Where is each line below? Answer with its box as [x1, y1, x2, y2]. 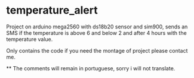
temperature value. [6, 35, 53, 43]
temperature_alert [6, 4, 98, 17]
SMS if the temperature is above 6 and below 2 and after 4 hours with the [6, 29, 187, 36]
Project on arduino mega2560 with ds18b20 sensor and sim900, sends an [6, 23, 188, 30]
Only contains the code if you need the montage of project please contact [6, 47, 188, 54]
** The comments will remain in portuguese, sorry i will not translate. [6, 64, 175, 71]
